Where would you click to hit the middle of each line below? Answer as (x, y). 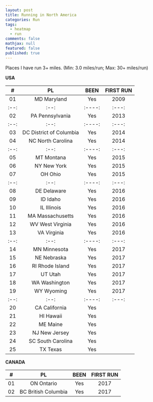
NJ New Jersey (51, 333)
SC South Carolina (51, 341)
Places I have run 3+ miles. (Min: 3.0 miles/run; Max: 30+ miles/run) (77, 68)
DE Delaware (51, 190)
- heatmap (20, 29)
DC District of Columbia (51, 132)
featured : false (23, 48)
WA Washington (51, 282)
